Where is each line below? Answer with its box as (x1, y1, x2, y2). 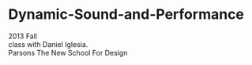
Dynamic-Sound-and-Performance (8, 5, 245, 23)
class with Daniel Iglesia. (8, 39, 88, 49)
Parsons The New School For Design (8, 48, 128, 57)
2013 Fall (8, 31, 38, 41)
